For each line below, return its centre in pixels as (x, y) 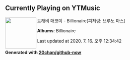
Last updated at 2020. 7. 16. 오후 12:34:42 (79, 41)
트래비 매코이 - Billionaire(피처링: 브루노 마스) (81, 21)
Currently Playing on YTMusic (53, 8)
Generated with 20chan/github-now (43, 53)
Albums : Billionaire (56, 30)
